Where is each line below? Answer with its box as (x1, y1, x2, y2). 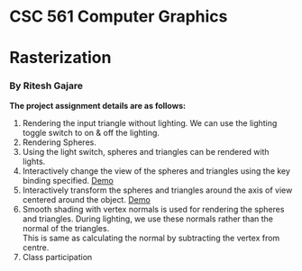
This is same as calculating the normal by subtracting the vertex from (22, 232, 280, 243)
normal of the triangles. (22, 222, 110, 233)
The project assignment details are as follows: (9, 100, 187, 111)
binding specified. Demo (22, 175, 114, 185)
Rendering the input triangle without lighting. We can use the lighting (22, 117, 278, 128)
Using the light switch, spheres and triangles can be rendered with (22, 146, 270, 157)
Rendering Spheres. (22, 137, 96, 148)
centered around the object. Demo (22, 194, 151, 204)
